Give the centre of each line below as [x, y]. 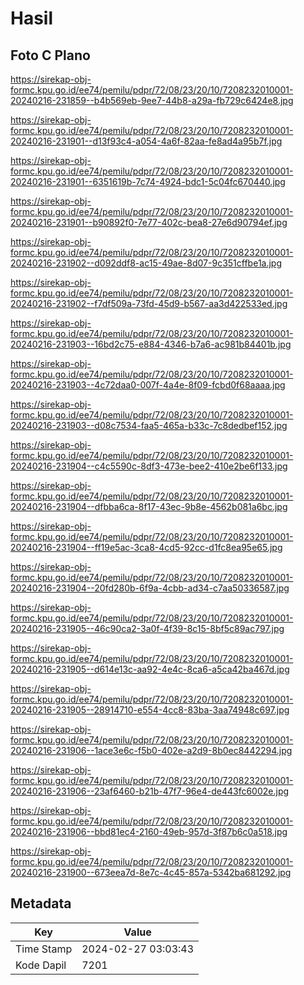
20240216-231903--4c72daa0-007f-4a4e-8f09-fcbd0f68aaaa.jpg [148, 385]
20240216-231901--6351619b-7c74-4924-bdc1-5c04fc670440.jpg [148, 181]
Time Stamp [44, 949]
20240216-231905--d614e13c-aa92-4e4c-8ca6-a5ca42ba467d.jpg [150, 669]
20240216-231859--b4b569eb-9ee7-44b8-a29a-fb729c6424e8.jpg [152, 100]
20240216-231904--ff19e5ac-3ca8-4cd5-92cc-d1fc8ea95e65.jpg [146, 547]
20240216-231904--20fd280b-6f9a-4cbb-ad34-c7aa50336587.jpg [150, 588]
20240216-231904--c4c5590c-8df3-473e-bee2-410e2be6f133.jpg [149, 466]
